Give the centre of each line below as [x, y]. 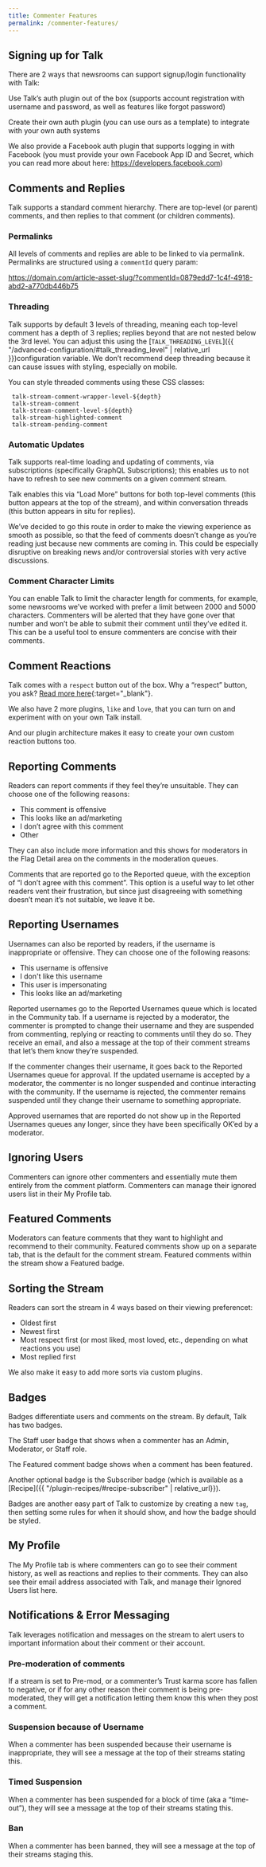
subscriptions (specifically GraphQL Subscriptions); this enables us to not [129, 470]
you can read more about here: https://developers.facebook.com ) [116, 163]
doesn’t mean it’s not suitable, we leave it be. [82, 899]
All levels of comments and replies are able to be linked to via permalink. [126, 254]
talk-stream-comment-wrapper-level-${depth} [86, 396]
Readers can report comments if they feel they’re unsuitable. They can [123, 785]
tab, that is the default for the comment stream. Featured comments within [130, 1255]
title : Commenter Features [53, 16]
